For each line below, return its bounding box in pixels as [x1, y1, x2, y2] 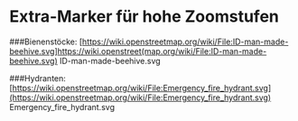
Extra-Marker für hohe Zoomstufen [9, 6, 280, 27]
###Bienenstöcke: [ [9, 36, 83, 47]
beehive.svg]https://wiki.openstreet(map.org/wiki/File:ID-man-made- [9, 45, 267, 56]
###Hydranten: [9, 72, 66, 83]
